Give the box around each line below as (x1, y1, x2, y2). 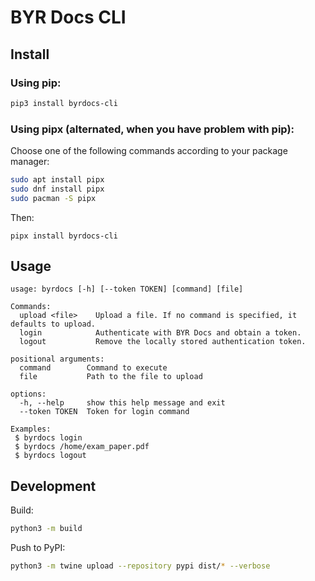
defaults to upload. (10, 319, 97, 330)
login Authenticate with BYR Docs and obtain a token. (19, 328, 302, 338)
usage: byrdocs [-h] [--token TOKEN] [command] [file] (10, 284, 244, 295)
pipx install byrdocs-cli (10, 231, 118, 241)
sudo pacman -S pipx (10, 193, 97, 203)
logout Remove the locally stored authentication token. (19, 337, 307, 347)
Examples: (10, 424, 52, 435)
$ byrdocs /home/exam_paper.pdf (14, 442, 150, 452)
